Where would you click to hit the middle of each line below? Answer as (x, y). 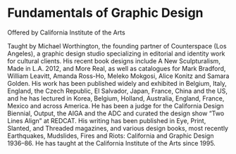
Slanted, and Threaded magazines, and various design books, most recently (118, 128)
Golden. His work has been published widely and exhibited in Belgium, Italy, (117, 83)
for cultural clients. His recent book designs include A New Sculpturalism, (114, 60)
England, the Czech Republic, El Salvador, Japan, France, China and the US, (117, 91)
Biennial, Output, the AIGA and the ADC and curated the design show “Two (116, 113)
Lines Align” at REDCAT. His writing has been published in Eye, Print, (107, 120)
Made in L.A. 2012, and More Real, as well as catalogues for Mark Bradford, (117, 68)
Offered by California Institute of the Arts (66, 32)
